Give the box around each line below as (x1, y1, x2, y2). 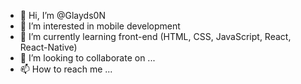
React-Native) (19, 41, 78, 53)
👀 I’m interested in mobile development (19, 20, 181, 32)
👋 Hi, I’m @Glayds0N (19, 10, 106, 21)
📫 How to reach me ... (19, 63, 113, 75)
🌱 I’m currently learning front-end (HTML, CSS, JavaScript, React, (19, 31, 292, 42)
